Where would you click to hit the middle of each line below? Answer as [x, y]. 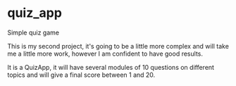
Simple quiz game [33, 32]
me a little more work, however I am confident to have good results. [105, 54]
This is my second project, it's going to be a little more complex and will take [118, 46]
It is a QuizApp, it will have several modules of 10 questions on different [111, 67]
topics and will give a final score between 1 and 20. [81, 75]
